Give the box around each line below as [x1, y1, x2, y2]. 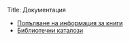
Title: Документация [7, 6, 66, 14]
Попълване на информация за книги [16, 19, 123, 27]
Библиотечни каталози [16, 27, 84, 34]
